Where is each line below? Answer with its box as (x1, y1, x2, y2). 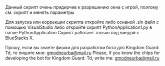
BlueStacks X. (5, 35, 34, 41)
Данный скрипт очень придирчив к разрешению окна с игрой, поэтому (5, 4, 158, 10)
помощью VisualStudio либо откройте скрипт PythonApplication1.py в (5, 24, 152, 30)
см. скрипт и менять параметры (5, 9, 74, 15)
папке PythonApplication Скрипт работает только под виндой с (5, 30, 139, 35)
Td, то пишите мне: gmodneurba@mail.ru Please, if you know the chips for (5, 50, 160, 56)
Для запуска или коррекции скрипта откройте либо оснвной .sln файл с (5, 19, 159, 25)
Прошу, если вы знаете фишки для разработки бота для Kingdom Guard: (5, 45, 160, 50)
